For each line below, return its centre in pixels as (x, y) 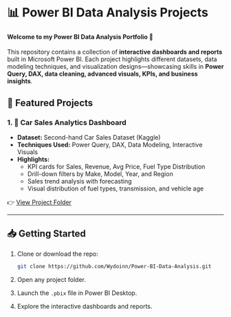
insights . (20, 81)
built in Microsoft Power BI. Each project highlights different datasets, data (112, 59)
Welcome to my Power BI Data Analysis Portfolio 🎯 (80, 36)
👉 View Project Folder (40, 202)
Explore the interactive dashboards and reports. (85, 306)
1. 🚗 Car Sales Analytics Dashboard (67, 122)
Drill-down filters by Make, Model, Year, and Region (100, 174)
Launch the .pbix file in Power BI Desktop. (77, 293)
